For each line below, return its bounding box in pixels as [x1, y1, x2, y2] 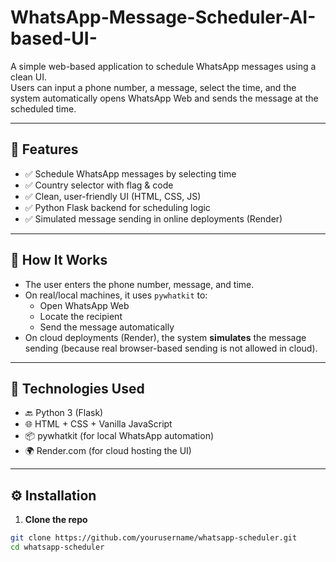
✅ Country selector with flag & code [24, 179, 174, 191]
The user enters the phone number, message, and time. [24, 278, 255, 290]
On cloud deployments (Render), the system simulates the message [24, 331, 307, 343]
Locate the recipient [39, 310, 123, 322]
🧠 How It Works [10, 252, 108, 269]
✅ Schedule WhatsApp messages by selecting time [24, 167, 237, 180]
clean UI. [10, 71, 47, 83]
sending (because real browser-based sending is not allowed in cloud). [24, 342, 318, 354]
